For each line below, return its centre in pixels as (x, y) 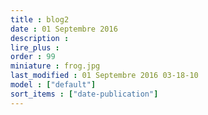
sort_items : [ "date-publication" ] (84, 94)
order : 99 (33, 57)
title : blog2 (40, 19)
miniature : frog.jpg (55, 66)
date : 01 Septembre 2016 (64, 29)
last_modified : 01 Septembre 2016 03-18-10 (104, 76)
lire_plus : (35, 47)
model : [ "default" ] (53, 85)
